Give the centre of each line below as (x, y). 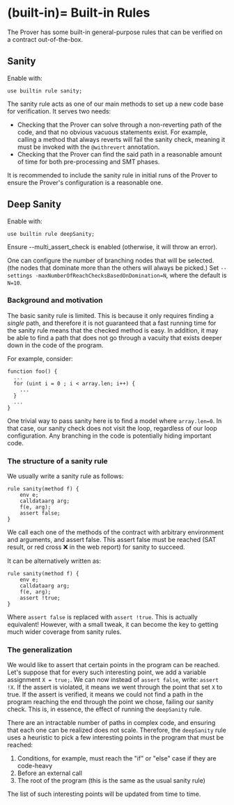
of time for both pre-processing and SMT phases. (88, 161)
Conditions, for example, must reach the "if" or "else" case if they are (117, 758)
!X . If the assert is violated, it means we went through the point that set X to (115, 687)
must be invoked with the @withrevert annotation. (88, 147)
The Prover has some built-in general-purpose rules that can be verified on (115, 32)
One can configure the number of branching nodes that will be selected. (111, 260)
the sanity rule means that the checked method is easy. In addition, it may (113, 330)
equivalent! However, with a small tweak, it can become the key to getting (113, 625)
